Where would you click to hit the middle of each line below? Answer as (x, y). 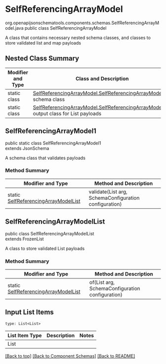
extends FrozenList (24, 239)
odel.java (14, 28)
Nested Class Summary (42, 59)
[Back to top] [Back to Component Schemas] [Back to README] (70, 356)
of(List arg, (102, 282)
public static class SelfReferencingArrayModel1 (53, 143)
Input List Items (30, 312)
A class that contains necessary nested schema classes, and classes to (78, 38)
